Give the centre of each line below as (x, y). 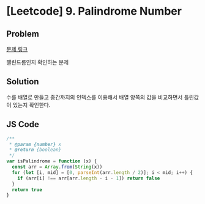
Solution (23, 82)
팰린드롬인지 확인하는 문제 (38, 62)
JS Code (23, 124)
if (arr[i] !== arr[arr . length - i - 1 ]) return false (89, 178)
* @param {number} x (35, 144)
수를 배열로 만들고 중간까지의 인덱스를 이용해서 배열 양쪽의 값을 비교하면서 (95, 97)
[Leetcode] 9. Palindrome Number (94, 11)
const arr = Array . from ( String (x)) (57, 167)
